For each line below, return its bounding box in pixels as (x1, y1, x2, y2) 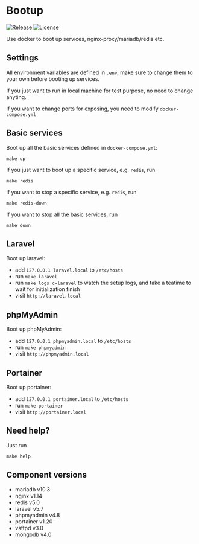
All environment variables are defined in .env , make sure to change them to (6, 69, 193, 76)
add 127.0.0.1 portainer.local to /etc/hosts (14, 395, 129, 402)
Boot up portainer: (6, 384, 52, 391)
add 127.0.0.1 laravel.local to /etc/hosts (14, 266, 124, 274)
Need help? (6, 426, 50, 436)
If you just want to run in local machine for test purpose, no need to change (6, 87, 194, 94)
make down (6, 222, 31, 228)
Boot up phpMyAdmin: (6, 325, 62, 333)
